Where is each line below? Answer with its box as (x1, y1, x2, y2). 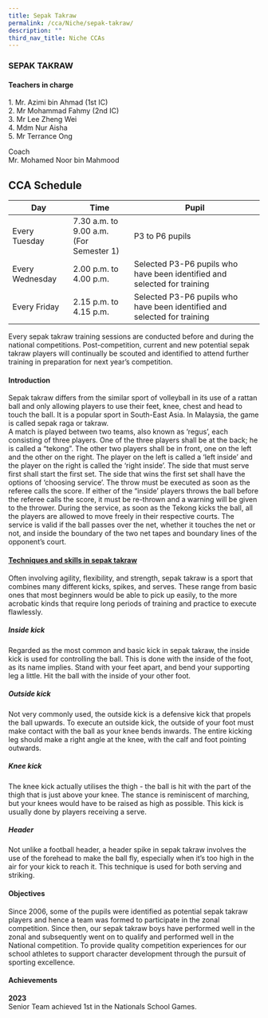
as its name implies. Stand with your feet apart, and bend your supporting (8, 662, 250, 672)
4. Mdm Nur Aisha (8, 123, 68, 132)
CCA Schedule (8, 179, 82, 192)
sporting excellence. (8, 957, 76, 967)
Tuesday (12, 236, 45, 247)
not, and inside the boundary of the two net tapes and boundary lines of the (8, 529, 258, 538)
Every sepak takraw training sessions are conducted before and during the (8, 332, 254, 341)
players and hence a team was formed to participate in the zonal (8, 914, 220, 925)
